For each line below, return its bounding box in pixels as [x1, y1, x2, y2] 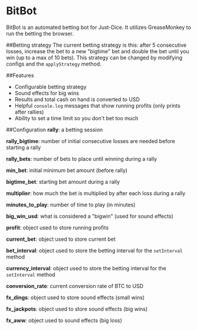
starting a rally [6, 144, 41, 151]
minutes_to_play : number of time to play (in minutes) [6, 201, 136, 208]
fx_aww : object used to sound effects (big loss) [6, 316, 123, 323]
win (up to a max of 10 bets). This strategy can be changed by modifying [6, 54, 183, 61]
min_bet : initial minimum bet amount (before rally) [6, 167, 128, 174]
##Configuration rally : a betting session [6, 126, 103, 133]
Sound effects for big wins [14, 89, 80, 96]
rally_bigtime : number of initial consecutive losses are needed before [6, 137, 175, 144]
